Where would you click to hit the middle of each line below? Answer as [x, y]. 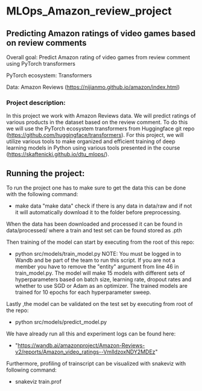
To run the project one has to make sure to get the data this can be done [96, 188]
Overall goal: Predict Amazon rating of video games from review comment [98, 57]
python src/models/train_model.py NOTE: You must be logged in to [98, 254]
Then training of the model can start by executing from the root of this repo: [100, 242]
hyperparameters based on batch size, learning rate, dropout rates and [103, 279]
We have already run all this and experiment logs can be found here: [91, 334]
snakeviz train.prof [38, 382]
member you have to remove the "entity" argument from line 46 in [97, 267]
